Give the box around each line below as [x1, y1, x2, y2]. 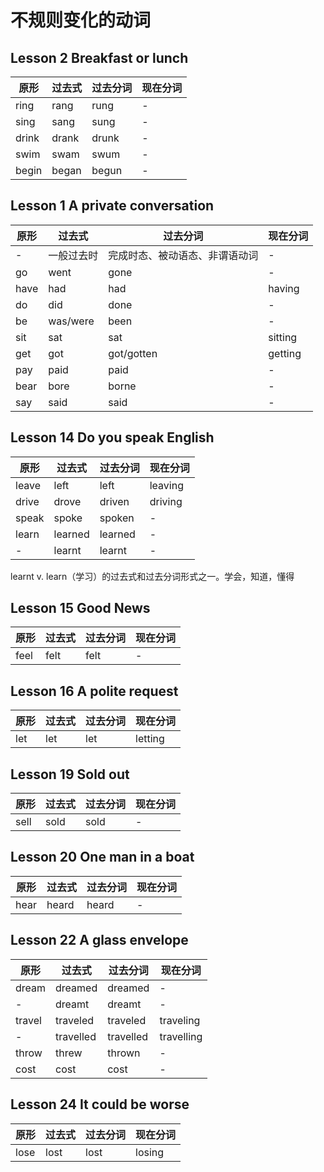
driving [149, 494, 183, 508]
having [268, 281, 300, 295]
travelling [159, 1029, 203, 1043]
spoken [99, 511, 135, 525]
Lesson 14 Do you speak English [10, 429, 215, 446]
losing [135, 1145, 165, 1159]
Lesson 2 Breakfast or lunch [10, 49, 189, 66]
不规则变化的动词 [10, 9, 152, 32]
